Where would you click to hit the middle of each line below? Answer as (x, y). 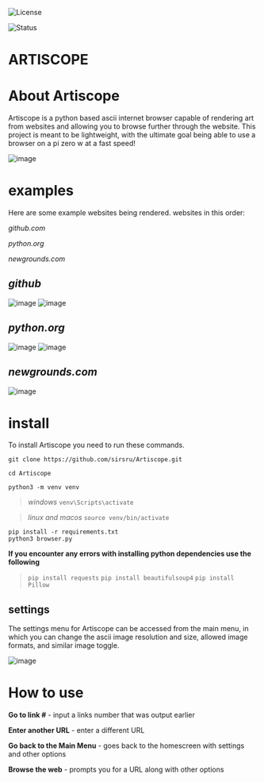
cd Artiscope (30, 474)
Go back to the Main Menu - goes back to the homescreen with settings (126, 745)
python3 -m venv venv (44, 487)
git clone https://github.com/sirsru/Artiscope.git (95, 460)
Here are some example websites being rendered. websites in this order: (127, 213)
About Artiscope (64, 96)
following (24, 562)
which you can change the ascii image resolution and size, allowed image (128, 637)
